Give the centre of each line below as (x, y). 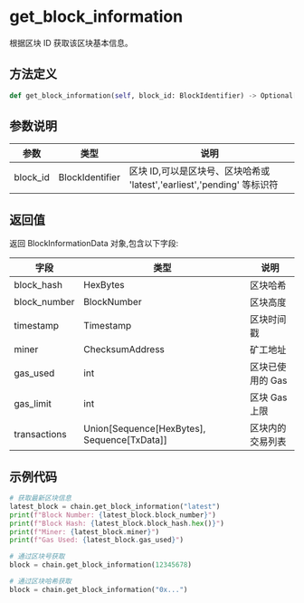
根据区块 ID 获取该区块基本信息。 (71, 43)
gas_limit (33, 404)
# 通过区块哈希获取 (41, 581)
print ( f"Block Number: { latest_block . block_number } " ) (113, 515)
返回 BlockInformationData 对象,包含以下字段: (94, 244)
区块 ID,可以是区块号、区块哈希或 (199, 171)
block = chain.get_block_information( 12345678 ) (101, 565)
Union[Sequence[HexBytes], (145, 429)
